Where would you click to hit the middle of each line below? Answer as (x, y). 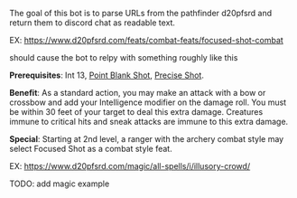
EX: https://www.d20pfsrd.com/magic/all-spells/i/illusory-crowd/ (130, 166)
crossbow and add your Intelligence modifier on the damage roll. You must (148, 102)
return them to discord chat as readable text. (93, 23)
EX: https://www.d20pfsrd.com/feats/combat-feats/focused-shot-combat (147, 40)
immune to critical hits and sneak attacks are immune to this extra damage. (149, 122)
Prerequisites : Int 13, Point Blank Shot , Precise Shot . (107, 75)
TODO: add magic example (60, 184)
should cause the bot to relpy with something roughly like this (124, 57)
